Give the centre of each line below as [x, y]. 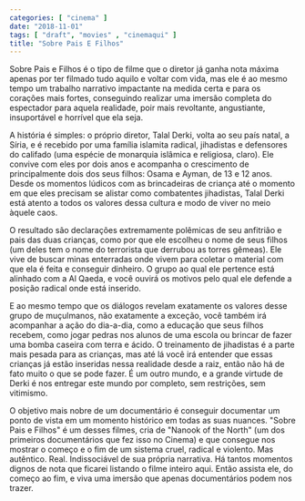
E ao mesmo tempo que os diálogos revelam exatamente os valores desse [148, 306]
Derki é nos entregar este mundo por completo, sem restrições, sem [137, 383]
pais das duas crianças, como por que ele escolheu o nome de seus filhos [149, 240]
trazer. [21, 488]
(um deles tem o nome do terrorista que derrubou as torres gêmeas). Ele [146, 250]
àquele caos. [34, 213]
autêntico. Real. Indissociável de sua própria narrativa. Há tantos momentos [151, 459]
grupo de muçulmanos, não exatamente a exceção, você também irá [138, 316]
